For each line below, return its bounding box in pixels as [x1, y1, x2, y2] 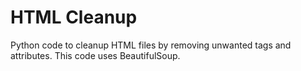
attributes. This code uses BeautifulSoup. [10, 49, 181, 61]
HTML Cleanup [10, 6, 138, 29]
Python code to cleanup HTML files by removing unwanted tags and [10, 39, 292, 51]
